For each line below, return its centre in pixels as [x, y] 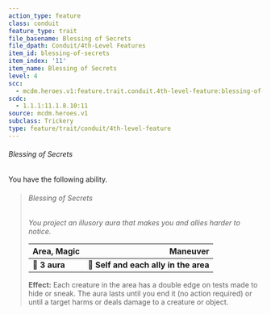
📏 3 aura [49, 265]
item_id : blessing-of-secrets [59, 53]
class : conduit [34, 23]
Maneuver [189, 251]
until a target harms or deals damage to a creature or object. [128, 302]
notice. [40, 232]
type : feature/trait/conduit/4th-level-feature [90, 128]
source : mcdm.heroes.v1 [48, 114]
